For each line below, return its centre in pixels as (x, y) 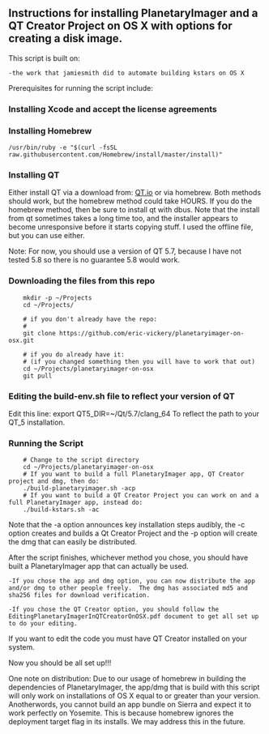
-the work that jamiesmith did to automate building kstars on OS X (126, 73)
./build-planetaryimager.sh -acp (79, 489)
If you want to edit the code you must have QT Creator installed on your (128, 638)
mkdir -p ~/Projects (58, 298)
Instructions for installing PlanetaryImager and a (133, 13)
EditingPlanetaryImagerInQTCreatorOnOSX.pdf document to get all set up (134, 617)
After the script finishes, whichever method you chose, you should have (128, 557)
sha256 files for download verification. (79, 595)
